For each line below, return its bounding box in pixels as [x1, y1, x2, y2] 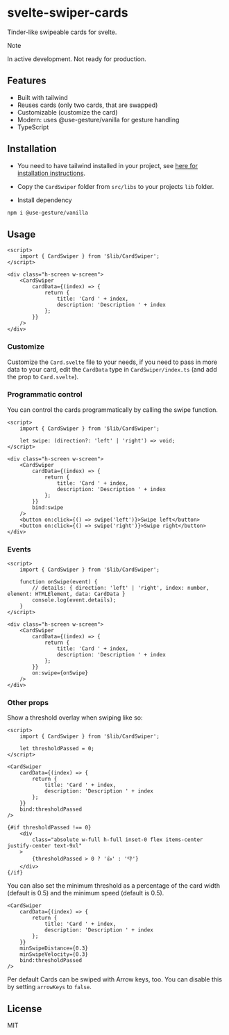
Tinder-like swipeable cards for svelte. [7, 28, 117, 36]
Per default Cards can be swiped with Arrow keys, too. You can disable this [7, 975, 222, 984]
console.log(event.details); [32, 597, 117, 604]
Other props [7, 698, 49, 708]
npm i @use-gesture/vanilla [7, 209, 89, 216]
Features [7, 75, 46, 87]
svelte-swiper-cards [7, 5, 128, 21]
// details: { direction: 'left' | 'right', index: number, [32, 585, 210, 592]
